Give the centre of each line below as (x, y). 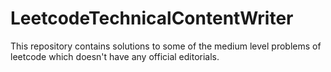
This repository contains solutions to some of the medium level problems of (166, 46)
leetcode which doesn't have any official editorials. (115, 56)
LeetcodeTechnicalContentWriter (152, 18)
